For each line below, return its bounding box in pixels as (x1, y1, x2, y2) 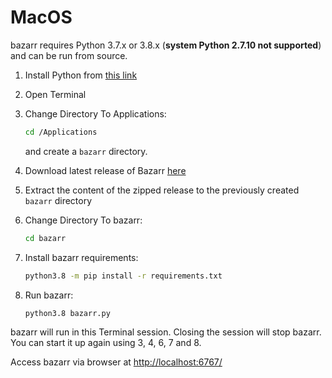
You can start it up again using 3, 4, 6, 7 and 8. (10, 337, 202, 349)
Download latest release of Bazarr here (24, 164, 187, 176)
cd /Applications (24, 127, 98, 137)
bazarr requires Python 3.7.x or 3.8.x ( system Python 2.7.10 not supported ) (10, 39, 322, 51)
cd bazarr (24, 233, 67, 243)
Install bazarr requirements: (24, 251, 139, 263)
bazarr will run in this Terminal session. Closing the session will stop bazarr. (10, 326, 322, 338)
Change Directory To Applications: (24, 107, 167, 120)
